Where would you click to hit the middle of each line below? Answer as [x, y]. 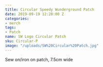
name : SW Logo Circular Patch [36, 37]
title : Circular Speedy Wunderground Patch [50, 9]
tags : [10, 28]
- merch [13, 23]
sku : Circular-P [21, 41]
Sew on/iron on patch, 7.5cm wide [39, 59]
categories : [17, 18]
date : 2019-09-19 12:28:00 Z [34, 14]
